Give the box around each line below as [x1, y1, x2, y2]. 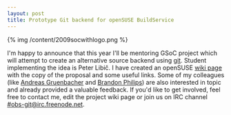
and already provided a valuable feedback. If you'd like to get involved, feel [7, 85, 221, 94]
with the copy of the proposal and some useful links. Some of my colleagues [7, 70, 225, 79]
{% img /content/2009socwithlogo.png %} [7, 35, 129, 43]
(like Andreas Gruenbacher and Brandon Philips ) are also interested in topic [7, 78, 222, 86]
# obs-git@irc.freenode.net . [7, 100, 85, 108]
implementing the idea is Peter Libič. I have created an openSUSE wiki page [7, 63, 223, 72]
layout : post [7, 10, 45, 17]
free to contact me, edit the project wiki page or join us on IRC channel [7, 92, 208, 101]
